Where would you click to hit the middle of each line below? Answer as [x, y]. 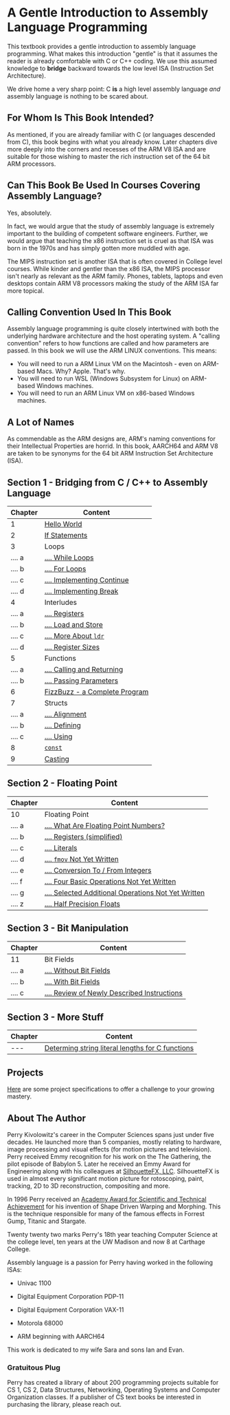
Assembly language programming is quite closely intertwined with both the [113, 329]
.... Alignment [66, 714]
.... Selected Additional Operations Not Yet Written [124, 893]
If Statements [66, 535]
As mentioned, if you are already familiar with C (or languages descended [111, 134]
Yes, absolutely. [30, 213]
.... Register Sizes [72, 647]
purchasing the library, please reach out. [65, 1405]
